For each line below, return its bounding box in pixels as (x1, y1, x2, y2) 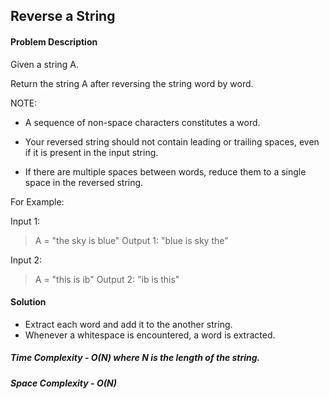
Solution (10, 296, 47, 308)
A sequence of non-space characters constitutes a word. (24, 116, 261, 128)
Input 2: (10, 254, 42, 266)
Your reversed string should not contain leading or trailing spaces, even (24, 135, 320, 148)
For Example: (10, 195, 65, 208)
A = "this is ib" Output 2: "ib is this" (34, 273, 180, 285)
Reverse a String (10, 8, 116, 25)
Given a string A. (10, 58, 79, 70)
